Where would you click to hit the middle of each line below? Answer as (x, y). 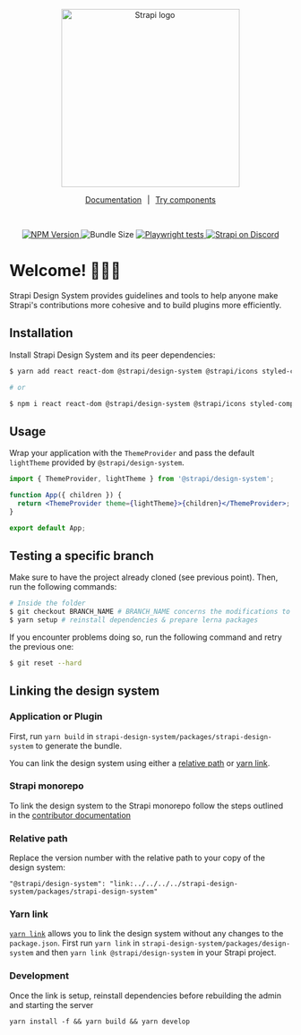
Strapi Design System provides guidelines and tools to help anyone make (144, 295)
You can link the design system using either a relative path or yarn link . (140, 763)
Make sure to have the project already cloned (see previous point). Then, (144, 577)
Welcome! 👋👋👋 (65, 271)
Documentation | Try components (150, 200)
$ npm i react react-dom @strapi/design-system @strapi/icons (128, 403)
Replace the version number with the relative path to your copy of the (138, 858)
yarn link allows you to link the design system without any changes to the (146, 934)
